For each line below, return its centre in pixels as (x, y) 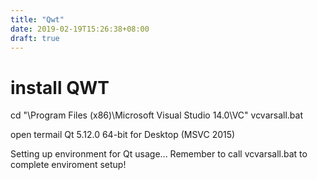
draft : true (35, 38)
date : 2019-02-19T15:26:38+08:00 (80, 29)
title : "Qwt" (37, 19)
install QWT (60, 87)
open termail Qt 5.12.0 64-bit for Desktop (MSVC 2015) (123, 135)
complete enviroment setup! (68, 165)
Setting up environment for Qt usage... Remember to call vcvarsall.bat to (159, 154)
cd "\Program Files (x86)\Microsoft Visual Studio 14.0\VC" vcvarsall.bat (157, 115)
